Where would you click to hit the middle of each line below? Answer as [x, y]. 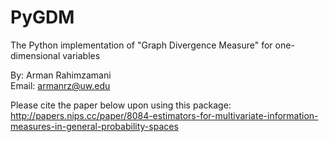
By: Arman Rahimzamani [61, 75]
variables [81, 55]
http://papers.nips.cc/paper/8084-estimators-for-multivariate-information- [164, 115]
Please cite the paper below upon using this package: [121, 105]
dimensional [35, 55]
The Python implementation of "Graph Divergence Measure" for [141, 45]
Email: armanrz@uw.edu [60, 85]
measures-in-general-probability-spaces [94, 126]
